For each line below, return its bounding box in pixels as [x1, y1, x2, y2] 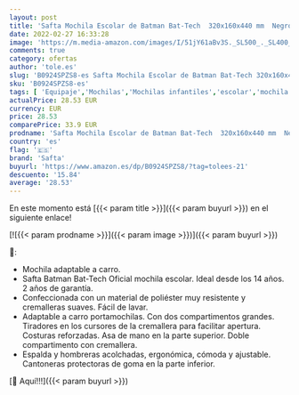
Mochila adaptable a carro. [21, 264, 121, 275]
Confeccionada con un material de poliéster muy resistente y [21, 293, 246, 303]
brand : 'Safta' [9, 153, 66, 163]
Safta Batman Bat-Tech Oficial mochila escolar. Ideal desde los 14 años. [21, 273, 285, 285]
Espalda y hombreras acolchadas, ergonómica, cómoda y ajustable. [21, 349, 271, 360]
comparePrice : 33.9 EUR [9, 121, 98, 130]
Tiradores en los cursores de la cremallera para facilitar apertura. [21, 321, 261, 332]
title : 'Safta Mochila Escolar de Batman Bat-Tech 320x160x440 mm [9, 21, 265, 30]
